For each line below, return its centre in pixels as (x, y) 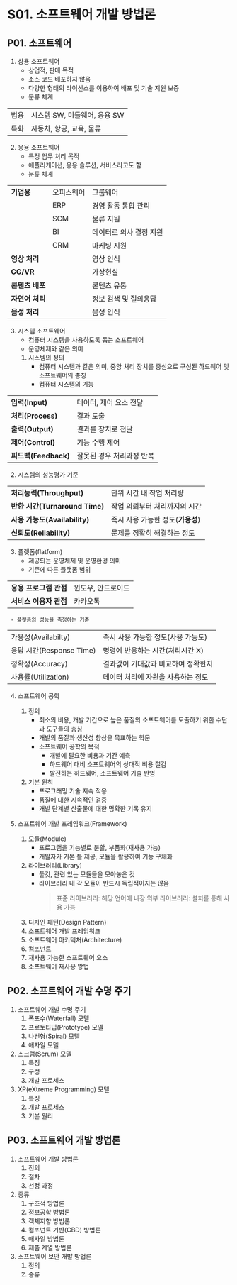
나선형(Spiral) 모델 (54, 1036)
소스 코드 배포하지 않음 (59, 79)
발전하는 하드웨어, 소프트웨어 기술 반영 (102, 773)
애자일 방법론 (46, 1238)
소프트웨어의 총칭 (63, 375)
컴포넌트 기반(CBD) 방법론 (64, 1230)
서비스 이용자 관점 (39, 601)
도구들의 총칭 (64, 729)
